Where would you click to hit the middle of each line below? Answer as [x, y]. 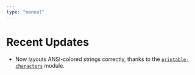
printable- [175, 59]
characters [29, 66]
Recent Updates [48, 42]
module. [55, 65]
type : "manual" [26, 12]
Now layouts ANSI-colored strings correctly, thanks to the [87, 59]
